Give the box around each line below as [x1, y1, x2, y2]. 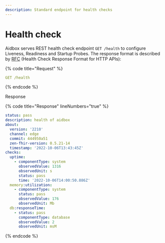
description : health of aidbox [5, 118, 70, 122]
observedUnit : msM [18, 224, 57, 229]
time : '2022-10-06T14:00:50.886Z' [18, 178, 91, 183]
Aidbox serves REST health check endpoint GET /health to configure [5, 45, 146, 51]
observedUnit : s [18, 168, 52, 173]
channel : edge [9, 131, 39, 136]
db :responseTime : [9, 205, 46, 211]
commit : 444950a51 [9, 136, 48, 141]
